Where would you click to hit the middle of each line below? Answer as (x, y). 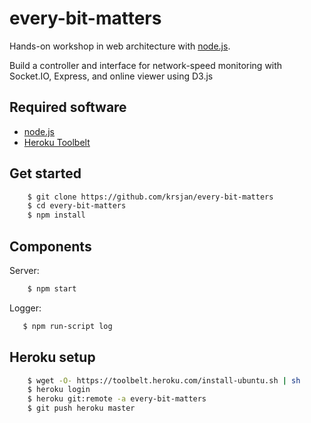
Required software (68, 107)
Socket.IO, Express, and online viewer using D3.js (111, 76)
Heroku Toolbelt (57, 142)
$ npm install (56, 215)
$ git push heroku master (81, 408)
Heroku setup (52, 357)
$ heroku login (59, 390)
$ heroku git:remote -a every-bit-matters (117, 399)
